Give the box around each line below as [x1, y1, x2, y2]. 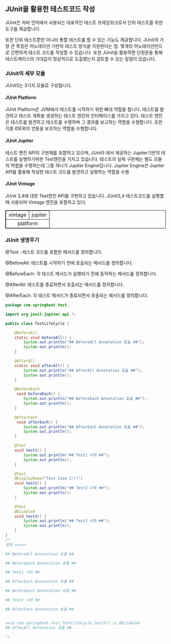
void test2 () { [14, 481, 47, 486]
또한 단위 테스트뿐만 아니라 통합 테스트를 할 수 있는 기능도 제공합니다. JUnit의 [5, 36, 159, 42]
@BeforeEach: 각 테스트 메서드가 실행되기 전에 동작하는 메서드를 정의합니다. [5, 271, 158, 277]
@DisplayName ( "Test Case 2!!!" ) [14, 476, 83, 481]
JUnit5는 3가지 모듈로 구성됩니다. [5, 82, 72, 88]
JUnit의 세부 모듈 [5, 69, 46, 77]
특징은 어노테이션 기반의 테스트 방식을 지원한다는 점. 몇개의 [16, 43, 133, 49]
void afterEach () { [16, 419, 58, 425]
